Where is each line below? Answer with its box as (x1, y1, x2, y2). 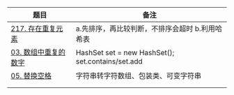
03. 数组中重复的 (10, 47, 66, 57)
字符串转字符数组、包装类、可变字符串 (75, 71, 202, 80)
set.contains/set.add (75, 57, 143, 66)
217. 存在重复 (10, 24, 56, 34)
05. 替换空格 (10, 71, 52, 80)
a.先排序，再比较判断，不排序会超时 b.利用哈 (75, 24, 223, 34)
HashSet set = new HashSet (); (75, 48, 175, 57)
